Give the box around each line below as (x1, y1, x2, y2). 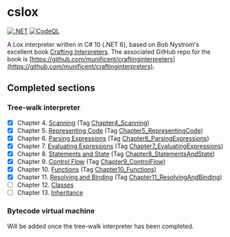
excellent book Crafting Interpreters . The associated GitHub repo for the (7, 48, 211, 56)
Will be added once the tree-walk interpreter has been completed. (7, 222, 194, 230)
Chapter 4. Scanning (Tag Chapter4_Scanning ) (16, 118, 150, 127)
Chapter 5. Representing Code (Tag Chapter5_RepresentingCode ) (16, 126, 204, 134)
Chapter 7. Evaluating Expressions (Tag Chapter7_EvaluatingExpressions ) (16, 142, 224, 150)
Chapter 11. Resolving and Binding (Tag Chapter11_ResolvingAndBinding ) (16, 173, 222, 181)
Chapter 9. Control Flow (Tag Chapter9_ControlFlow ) (16, 157, 166, 165)
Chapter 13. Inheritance (16, 189, 84, 197)
